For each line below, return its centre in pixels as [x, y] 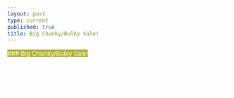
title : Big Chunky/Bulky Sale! [53, 33]
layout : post [26, 14]
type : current [28, 20]
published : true [31, 27]
